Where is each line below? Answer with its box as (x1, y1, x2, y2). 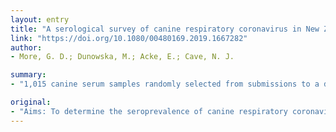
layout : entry (10, 14, 70, 25)
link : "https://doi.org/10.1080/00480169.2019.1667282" (10, 33, 248, 43)
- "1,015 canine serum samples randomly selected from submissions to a (10, 79, 320, 90)
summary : (10, 70, 47, 80)
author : (10, 42, 43, 53)
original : (10, 97, 52, 107)
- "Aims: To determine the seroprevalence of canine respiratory (10, 106, 288, 116)
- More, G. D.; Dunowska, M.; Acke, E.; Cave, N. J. (10, 52, 235, 62)
